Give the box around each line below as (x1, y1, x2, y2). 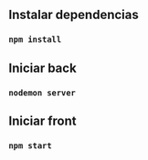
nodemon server (8, 87, 77, 98)
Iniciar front (8, 114, 77, 129)
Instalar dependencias (8, 7, 139, 23)
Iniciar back (8, 60, 77, 75)
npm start (8, 140, 52, 151)
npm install (8, 35, 62, 45)
